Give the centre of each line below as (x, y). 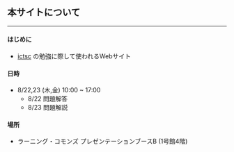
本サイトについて (44, 12)
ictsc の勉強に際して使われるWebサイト (74, 56)
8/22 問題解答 (48, 99)
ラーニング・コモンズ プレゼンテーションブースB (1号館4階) (102, 142)
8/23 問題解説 (48, 108)
